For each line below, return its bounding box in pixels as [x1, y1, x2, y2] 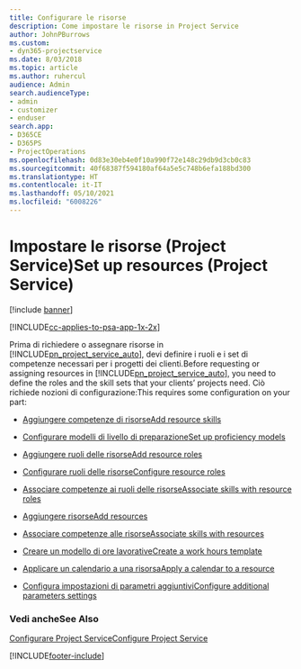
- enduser [9, 113, 47, 122]
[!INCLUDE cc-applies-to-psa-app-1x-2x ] [9, 321, 161, 332]
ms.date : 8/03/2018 [9, 55, 83, 64]
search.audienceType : [9, 88, 91, 97]
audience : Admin [9, 80, 70, 89]
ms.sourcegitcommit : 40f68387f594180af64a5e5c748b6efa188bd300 [9, 164, 252, 173]
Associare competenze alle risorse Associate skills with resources [22, 528, 265, 538]
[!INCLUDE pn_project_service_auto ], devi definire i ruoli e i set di [9, 348, 249, 359]
